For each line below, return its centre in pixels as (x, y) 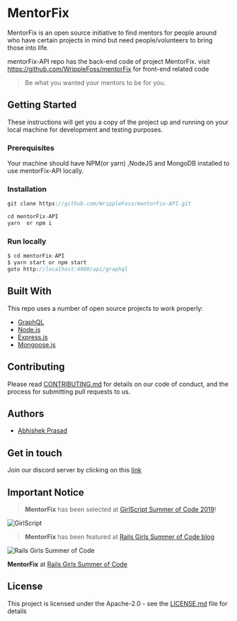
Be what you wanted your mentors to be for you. (95, 82)
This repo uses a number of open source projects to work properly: (105, 308)
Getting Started (42, 105)
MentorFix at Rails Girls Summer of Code (68, 564)
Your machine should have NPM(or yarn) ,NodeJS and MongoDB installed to (118, 164)
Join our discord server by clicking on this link (74, 470)
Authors (26, 413)
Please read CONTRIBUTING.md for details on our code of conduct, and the (118, 384)
